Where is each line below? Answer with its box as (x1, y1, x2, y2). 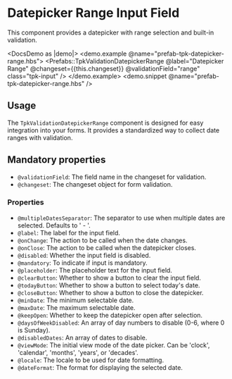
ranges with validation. (7, 133, 73, 142)
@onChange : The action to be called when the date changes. (17, 236, 188, 244)
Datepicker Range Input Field (7, 5, 180, 21)
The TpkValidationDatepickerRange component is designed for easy (7, 118, 204, 127)
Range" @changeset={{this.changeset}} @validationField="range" (7, 64, 200, 73)
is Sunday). (17, 325, 51, 334)
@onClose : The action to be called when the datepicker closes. (17, 243, 197, 251)
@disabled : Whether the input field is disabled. (17, 251, 151, 259)
